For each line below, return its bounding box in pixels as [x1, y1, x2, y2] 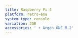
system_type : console [5, 16, 50, 21]
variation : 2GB [5, 21, 37, 26]
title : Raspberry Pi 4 [5, 7, 52, 12]
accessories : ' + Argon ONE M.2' [5, 26, 74, 31]
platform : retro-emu [5, 12, 48, 17]
